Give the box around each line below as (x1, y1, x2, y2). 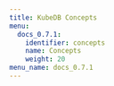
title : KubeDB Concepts (9, 13, 98, 22)
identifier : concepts (25, 38, 105, 47)
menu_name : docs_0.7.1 (9, 64, 94, 73)
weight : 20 (25, 55, 66, 64)
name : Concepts (25, 47, 82, 56)
